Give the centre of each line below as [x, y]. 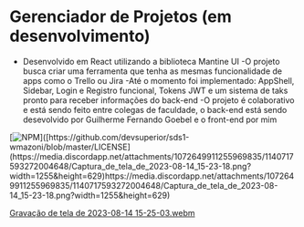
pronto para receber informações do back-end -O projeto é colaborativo [158, 100]
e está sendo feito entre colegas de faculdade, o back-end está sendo [155, 109]
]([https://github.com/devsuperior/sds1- [115, 137]
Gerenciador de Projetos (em [121, 17]
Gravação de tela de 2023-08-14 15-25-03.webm [102, 212]
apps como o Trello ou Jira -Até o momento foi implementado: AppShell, [158, 80]
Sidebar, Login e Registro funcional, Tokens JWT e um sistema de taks [155, 90]
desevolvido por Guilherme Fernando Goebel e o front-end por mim [150, 119]
